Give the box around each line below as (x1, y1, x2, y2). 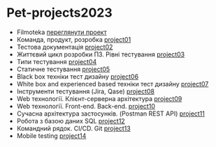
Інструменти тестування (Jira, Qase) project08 (16, 87, 155, 95)
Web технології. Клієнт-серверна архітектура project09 (16, 94, 182, 102)
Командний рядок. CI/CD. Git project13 (16, 124, 131, 132)
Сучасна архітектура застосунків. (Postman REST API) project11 (16, 109, 206, 118)
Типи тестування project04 (16, 57, 97, 65)
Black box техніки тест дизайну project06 (16, 72, 139, 81)
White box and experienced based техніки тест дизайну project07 (16, 79, 209, 88)
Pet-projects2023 (6, 5, 113, 21)
